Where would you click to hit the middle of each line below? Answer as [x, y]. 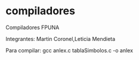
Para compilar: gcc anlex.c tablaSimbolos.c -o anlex [69, 50]
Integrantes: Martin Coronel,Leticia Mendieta [61, 39]
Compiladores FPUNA [33, 27]
